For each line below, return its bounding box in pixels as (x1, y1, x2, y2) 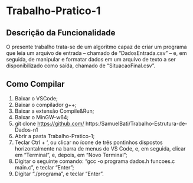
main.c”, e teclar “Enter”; (14, 164, 74, 171)
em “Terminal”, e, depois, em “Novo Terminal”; (14, 151, 127, 158)
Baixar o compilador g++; (14, 101, 77, 108)
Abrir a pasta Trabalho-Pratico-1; (14, 132, 95, 139)
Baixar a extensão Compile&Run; (14, 107, 94, 115)
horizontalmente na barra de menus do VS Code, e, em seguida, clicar (14, 145, 186, 152)
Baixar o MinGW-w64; (14, 113, 69, 120)
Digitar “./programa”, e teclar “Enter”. (14, 170, 104, 177)
